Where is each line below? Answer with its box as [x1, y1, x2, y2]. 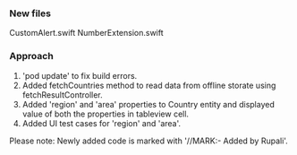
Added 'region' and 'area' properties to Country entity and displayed [21, 99, 275, 109]
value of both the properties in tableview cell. [21, 108, 190, 119]
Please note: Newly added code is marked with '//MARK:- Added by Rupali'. [9, 135, 288, 146]
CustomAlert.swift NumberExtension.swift [9, 28, 164, 39]
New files [9, 7, 52, 20]
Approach [9, 50, 54, 63]
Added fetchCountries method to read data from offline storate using [21, 80, 276, 90]
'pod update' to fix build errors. [21, 70, 138, 81]
